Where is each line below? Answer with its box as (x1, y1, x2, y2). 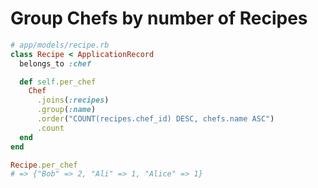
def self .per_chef (19, 77, 97, 87)
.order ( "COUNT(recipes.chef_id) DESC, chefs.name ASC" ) (36, 114, 275, 124)
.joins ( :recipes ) (36, 95, 110, 106)
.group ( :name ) (36, 105, 97, 115)
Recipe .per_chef (10, 160, 78, 170)
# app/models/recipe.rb (10, 40, 110, 50)
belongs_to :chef (19, 58, 92, 69)
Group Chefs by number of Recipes (10, 7, 308, 30)
